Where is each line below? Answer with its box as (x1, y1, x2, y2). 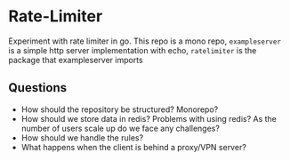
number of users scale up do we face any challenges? (20, 123, 220, 133)
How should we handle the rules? (20, 132, 144, 143)
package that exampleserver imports (8, 54, 143, 65)
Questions (8, 80, 68, 95)
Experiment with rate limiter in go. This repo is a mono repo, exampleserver (8, 36, 282, 46)
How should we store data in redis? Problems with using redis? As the (20, 113, 278, 124)
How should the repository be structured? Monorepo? (20, 104, 219, 115)
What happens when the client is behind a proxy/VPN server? (20, 141, 246, 152)
